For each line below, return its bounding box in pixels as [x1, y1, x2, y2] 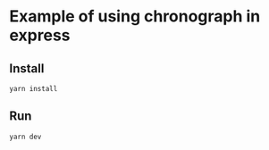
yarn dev [9, 132, 42, 141]
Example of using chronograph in [9, 6, 261, 27]
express [9, 25, 71, 46]
